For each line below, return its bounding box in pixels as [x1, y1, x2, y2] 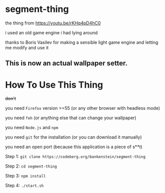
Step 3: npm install [5, 173, 46, 179]
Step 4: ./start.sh [5, 183, 44, 189]
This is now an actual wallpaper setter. [5, 59, 128, 68]
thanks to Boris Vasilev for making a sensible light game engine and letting [5, 39, 158, 45]
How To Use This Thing [5, 79, 103, 90]
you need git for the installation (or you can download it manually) [5, 134, 142, 140]
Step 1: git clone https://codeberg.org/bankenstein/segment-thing [5, 154, 146, 160]
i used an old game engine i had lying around [5, 29, 98, 35]
